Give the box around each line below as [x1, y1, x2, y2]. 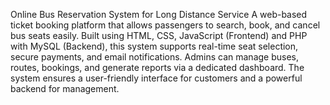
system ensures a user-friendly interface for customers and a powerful [10, 72, 303, 84]
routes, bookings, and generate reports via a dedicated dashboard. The [10, 62, 305, 73]
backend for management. [10, 83, 120, 94]
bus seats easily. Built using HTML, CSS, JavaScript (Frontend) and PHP [10, 30, 308, 41]
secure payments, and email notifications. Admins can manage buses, [10, 51, 300, 63]
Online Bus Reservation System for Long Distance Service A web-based [10, 9, 308, 20]
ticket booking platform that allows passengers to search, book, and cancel [10, 19, 321, 31]
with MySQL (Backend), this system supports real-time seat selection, [10, 40, 299, 52]
